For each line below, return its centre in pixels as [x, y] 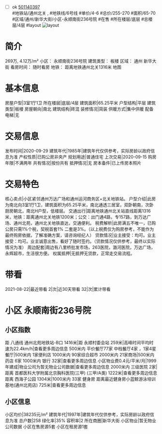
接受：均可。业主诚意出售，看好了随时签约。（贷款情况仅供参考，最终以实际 [80, 241]
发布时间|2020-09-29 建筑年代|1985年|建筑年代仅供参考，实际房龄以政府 [78, 150]
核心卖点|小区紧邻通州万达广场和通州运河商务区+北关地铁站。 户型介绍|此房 [81, 199]
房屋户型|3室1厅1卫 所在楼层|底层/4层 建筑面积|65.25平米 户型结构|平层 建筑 [80, 103]
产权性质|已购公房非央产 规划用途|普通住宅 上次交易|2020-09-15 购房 [88, 157]
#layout [33, 25]
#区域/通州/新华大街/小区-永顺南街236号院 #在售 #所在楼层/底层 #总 [80, 19]
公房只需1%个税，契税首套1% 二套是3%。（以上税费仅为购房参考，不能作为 [80, 229]
